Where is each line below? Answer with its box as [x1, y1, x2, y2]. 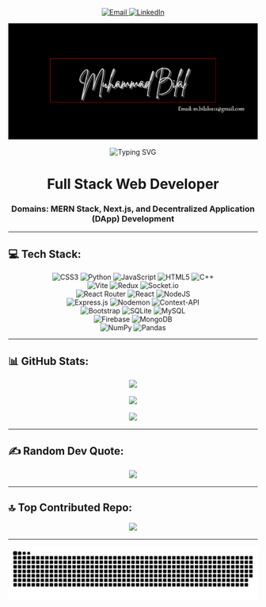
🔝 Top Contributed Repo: [8, 501, 133, 515]
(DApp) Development [91, 213, 175, 224]
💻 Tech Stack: [8, 247, 82, 261]
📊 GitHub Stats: [8, 354, 89, 368]
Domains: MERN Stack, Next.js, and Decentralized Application [11, 203, 255, 214]
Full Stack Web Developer [47, 175, 219, 194]
